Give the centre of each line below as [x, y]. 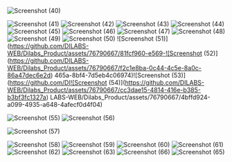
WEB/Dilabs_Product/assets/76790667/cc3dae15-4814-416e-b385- [104, 90]
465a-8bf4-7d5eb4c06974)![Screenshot [112, 75]
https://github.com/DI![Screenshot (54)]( [68, 82]
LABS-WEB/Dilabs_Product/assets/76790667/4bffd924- [130, 97]
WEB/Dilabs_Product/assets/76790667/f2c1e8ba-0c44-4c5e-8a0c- [105, 68]
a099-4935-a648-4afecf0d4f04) [55, 104]
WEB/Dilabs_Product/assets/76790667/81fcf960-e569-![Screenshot [105, 53]
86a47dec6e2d [29, 75]
